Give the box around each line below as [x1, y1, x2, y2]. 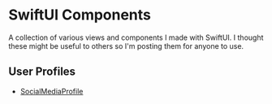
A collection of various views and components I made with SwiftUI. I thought [8, 32, 264, 42]
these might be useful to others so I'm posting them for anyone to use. [8, 41, 244, 50]
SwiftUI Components [8, 6, 152, 24]
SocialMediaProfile [19, 86, 84, 96]
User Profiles [8, 65, 76, 79]
